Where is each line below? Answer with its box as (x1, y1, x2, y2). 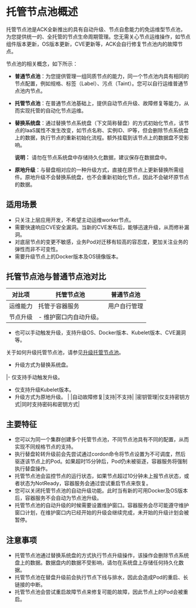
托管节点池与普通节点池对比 (6, 272, 106, 281)
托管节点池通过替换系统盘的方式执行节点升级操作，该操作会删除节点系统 (14, 552, 189, 559)
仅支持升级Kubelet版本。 (14, 386, 74, 393)
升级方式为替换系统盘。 (14, 361, 71, 368)
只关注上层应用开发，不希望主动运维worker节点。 (14, 216, 135, 223)
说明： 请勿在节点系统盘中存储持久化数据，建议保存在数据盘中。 (14, 153, 170, 161)
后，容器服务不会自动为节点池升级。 (14, 494, 102, 501)
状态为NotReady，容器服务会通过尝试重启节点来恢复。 (19, 480, 152, 487)
